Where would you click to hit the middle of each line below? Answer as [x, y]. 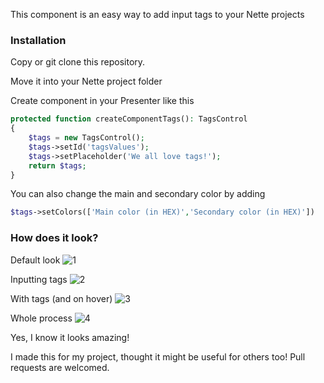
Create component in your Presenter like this [102, 101]
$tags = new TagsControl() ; [86, 138]
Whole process [41, 318]
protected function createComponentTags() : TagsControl [129, 119]
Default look [35, 260]
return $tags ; [57, 165]
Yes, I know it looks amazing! [70, 337]
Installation [38, 40]
